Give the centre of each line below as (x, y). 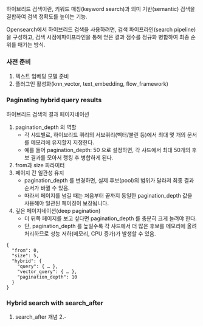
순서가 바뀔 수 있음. (47, 188)
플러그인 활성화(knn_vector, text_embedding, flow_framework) (92, 84)
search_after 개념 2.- (41, 317)
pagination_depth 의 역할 (46, 127)
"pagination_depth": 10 (47, 277)
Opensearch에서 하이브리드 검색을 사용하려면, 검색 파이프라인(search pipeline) (101, 29)
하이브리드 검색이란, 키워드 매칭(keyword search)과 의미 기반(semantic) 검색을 (101, 9)
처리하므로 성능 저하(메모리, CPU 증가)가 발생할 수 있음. (90, 234)
